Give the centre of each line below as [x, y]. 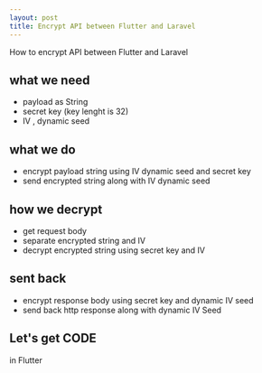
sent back [38, 279]
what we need [50, 80]
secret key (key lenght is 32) [75, 112]
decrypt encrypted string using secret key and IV [114, 250]
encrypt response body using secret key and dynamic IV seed [138, 300]
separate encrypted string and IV [84, 240]
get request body [55, 230]
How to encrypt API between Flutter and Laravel [98, 51]
